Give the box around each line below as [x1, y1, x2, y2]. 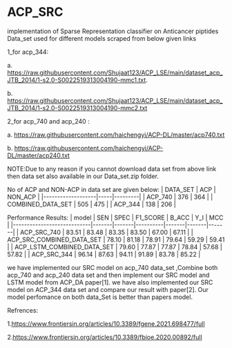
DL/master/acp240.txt [7, 151, 70, 159]
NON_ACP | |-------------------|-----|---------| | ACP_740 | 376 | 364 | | [7, 193, 213, 201]
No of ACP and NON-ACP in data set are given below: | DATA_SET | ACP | [7, 185, 216, 193]
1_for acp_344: [7, 48, 49, 56]
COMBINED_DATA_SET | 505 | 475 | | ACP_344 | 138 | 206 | [7, 200, 176, 208]
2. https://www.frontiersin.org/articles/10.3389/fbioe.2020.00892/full [7, 333, 202, 341]
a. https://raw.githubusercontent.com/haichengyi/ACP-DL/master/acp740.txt [7, 130, 225, 139]
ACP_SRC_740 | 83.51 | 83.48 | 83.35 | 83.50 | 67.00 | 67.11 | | [20, 228, 193, 236]
